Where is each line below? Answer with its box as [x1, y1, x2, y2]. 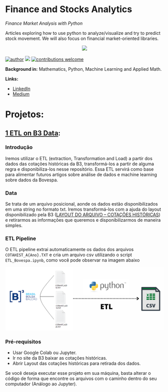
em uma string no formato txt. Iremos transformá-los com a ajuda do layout [5, 206, 161, 213]
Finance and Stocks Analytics [5, 4, 132, 15]
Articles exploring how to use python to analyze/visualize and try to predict [5, 30, 161, 36]
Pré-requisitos [5, 338, 41, 345]
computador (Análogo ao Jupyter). [5, 381, 77, 387]
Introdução [5, 144, 33, 151]
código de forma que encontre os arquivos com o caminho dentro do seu [5, 375, 157, 382]
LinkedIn [12, 85, 31, 91]
